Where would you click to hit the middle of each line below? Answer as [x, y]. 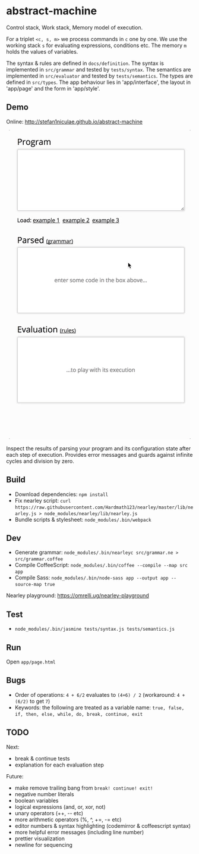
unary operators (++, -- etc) [49, 813]
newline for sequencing [44, 844]
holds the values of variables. [42, 51]
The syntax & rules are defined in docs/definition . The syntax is [85, 63]
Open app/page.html [31, 662]
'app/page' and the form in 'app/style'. [53, 88]
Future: [15, 776]
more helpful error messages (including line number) [79, 832]
